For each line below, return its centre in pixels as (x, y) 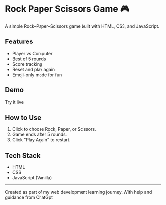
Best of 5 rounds (29, 59)
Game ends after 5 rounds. (40, 135)
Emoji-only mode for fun (37, 75)
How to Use (23, 117)
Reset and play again (34, 69)
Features (19, 42)
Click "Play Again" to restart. (41, 140)
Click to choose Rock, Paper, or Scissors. (54, 129)
